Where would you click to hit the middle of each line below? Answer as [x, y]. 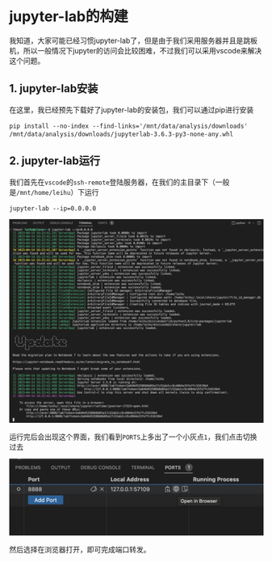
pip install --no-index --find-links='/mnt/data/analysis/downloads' [129, 126]
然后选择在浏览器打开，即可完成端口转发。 [80, 549]
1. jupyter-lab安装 [54, 89]
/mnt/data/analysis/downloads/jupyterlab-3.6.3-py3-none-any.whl [121, 134]
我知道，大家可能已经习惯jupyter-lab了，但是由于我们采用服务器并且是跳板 [133, 40]
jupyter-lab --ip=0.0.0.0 [52, 208]
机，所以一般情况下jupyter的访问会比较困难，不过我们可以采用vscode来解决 [136, 50]
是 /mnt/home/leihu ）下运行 [54, 192]
